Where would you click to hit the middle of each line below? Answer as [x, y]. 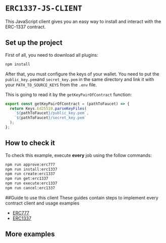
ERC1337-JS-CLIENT [44, 8]
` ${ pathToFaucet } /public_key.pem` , [52, 113]
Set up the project [34, 43]
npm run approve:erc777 [30, 165]
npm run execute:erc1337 [31, 183]
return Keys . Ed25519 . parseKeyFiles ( [48, 108]
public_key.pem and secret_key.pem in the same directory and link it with [80, 79]
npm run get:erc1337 [27, 179]
